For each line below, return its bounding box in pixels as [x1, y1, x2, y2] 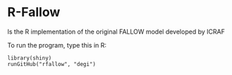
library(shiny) [7, 54, 52, 62]
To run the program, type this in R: [7, 41, 107, 49]
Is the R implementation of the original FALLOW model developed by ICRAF [7, 27, 226, 36]
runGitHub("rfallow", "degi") [7, 60, 97, 67]
